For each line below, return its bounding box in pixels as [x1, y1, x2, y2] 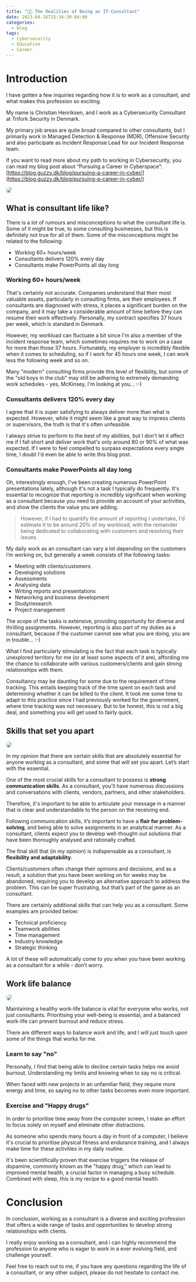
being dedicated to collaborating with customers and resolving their [20, 528, 184, 535]
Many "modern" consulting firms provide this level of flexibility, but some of [6, 368, 188, 375]
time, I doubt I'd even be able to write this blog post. [6, 451, 132, 458]
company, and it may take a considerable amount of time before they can [6, 308, 183, 315]
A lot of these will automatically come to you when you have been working [6, 955, 185, 963]
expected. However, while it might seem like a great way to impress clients [6, 414, 185, 422]
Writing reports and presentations [14, 587, 96, 595]
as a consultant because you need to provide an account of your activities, [6, 498, 186, 505]
